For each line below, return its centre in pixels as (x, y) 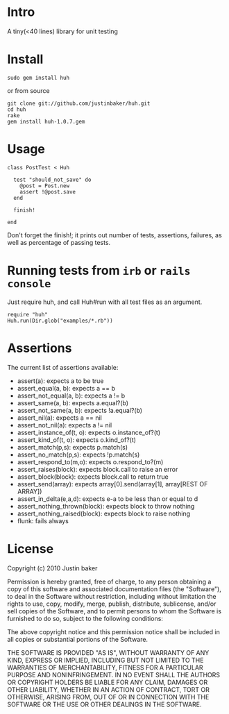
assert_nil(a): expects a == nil (59, 418)
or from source (28, 90)
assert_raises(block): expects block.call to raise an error (97, 469)
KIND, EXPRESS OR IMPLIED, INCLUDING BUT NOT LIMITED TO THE (105, 660)
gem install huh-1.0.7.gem (46, 121)
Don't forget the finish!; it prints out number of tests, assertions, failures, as (114, 235)
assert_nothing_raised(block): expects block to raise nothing (104, 513)
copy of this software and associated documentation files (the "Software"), (114, 589)
